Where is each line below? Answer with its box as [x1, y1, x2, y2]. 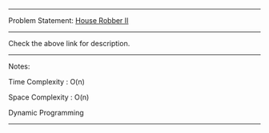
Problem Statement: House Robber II [8, 16, 129, 25]
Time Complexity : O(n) [8, 77, 86, 86]
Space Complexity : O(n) [8, 92, 90, 102]
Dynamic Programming [8, 108, 84, 117]
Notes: [8, 61, 30, 71]
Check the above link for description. [8, 39, 130, 48]
